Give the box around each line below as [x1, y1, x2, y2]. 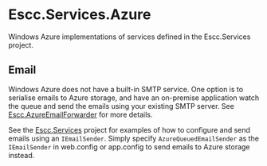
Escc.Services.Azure [8, 6, 151, 24]
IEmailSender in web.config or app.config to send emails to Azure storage [8, 141, 250, 152]
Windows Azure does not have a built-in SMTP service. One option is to [8, 84, 244, 94]
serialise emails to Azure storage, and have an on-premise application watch [8, 93, 260, 102]
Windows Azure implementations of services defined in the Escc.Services [8, 32, 251, 41]
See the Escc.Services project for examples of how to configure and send [8, 125, 251, 134]
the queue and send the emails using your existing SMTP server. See [8, 101, 235, 110]
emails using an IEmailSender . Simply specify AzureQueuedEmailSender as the [8, 133, 259, 143]
